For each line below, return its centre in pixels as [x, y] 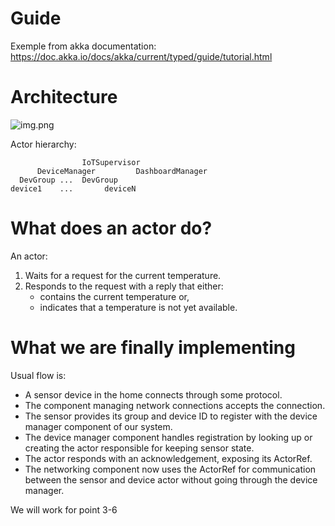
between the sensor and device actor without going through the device [171, 479]
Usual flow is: [38, 375]
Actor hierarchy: [43, 144]
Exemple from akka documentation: [83, 46]
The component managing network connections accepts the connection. [175, 405]
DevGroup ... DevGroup [68, 180]
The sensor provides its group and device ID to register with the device [171, 416]
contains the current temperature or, [114, 296]
